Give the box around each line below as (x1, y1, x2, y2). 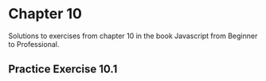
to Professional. (8, 39, 60, 48)
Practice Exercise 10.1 (8, 63, 118, 76)
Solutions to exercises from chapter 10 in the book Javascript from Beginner (8, 31, 258, 40)
